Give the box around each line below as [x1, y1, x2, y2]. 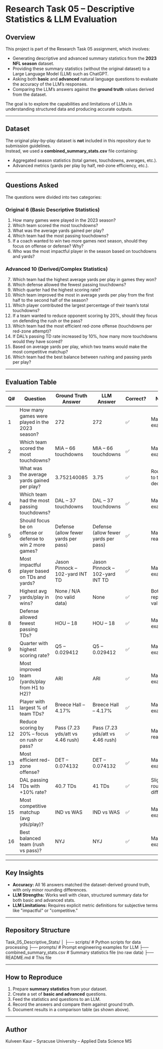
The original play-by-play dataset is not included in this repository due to [5, 138, 151, 143]
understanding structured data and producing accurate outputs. [5, 106, 133, 112]
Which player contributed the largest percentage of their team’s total [12, 302, 149, 308]
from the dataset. [12, 91, 47, 97]
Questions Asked [5, 181, 59, 190]
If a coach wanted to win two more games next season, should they [12, 238, 148, 244]
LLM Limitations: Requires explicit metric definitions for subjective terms [12, 902, 158, 908]
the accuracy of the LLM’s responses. [12, 81, 88, 87]
